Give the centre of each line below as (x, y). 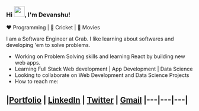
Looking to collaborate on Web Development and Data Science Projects (102, 75)
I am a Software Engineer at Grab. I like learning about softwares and (90, 39)
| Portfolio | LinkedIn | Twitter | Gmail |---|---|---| (97, 100)
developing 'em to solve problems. (48, 45)
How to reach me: (36, 82)
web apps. (28, 63)
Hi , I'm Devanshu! (38, 15)
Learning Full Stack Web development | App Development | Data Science (104, 69)
